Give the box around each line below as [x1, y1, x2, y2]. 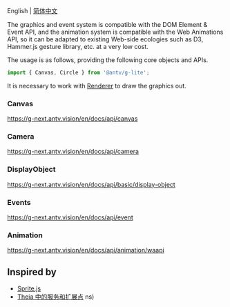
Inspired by [7, 266, 57, 278]
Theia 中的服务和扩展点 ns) [17, 293, 95, 301]
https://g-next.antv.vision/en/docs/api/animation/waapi [7, 246, 164, 255]
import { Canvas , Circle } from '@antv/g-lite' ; [7, 69, 150, 76]
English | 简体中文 [7, 7, 58, 14]
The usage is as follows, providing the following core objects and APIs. [7, 56, 209, 64]
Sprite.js [17, 284, 41, 293]
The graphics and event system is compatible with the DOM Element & [7, 21, 208, 28]
